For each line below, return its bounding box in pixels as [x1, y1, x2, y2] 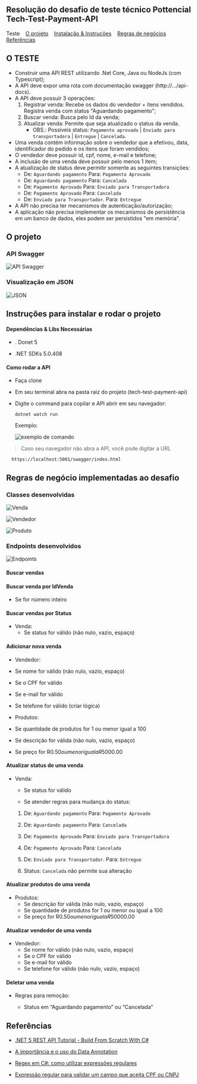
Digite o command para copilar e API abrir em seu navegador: [14, 400, 167, 407]
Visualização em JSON [6, 278, 74, 286]
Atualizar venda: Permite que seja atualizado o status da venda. [23, 120, 180, 127]
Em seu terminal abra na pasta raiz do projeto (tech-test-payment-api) [14, 389, 187, 396]
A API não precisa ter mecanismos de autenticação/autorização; [14, 202, 173, 209]
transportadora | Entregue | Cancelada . [32, 132, 127, 139]
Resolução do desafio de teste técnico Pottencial [6, 5, 192, 15]
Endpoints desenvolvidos [6, 542, 82, 550]
